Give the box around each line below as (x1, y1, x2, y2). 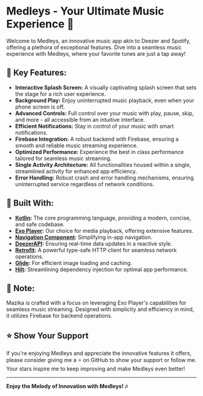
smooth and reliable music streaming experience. (14, 141, 138, 149)
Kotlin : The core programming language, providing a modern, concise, (14, 214, 192, 221)
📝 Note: (6, 283, 35, 294)
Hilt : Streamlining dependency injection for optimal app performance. (14, 266, 188, 273)
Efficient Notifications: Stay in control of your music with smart (14, 122, 174, 130)
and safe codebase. (14, 220, 65, 228)
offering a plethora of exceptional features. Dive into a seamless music (6, 44, 182, 51)
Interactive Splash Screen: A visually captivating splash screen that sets (14, 84, 197, 91)
